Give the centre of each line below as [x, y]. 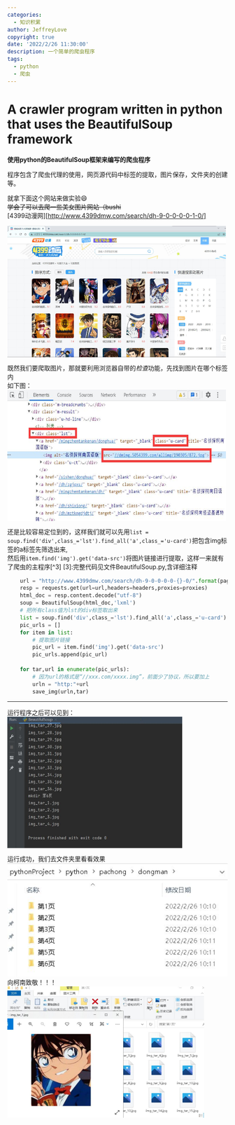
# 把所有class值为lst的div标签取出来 [69, 610]
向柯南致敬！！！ [32, 982]
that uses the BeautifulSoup [90, 124]
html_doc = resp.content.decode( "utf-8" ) [81, 595]
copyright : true [31, 37]
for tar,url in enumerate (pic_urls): [75, 670]
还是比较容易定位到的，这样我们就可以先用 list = [78, 532]
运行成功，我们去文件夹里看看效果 [56, 859]
